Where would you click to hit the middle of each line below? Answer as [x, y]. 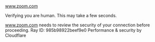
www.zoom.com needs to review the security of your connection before [77, 25]
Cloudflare [16, 35]
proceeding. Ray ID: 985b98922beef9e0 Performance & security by [73, 30]
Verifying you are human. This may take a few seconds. [61, 15]
